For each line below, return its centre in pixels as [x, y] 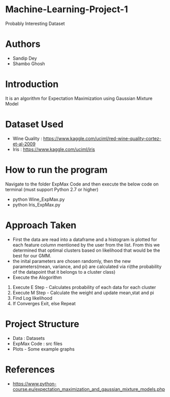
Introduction [32, 84]
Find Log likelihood [32, 298]
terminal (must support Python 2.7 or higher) [52, 189]
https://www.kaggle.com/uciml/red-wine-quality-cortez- [102, 138]
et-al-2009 [24, 144]
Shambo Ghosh [29, 63]
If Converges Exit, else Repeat [44, 303]
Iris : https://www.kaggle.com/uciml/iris [54, 149]
